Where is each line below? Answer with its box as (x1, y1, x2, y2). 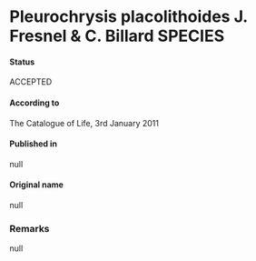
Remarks (9, 222, 50, 235)
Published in (9, 138, 57, 149)
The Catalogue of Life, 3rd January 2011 (9, 117, 159, 128)
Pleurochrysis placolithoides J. (9, 6, 248, 27)
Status (9, 56, 35, 67)
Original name (9, 179, 64, 190)
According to (9, 97, 60, 108)
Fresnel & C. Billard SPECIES (9, 25, 225, 46)
